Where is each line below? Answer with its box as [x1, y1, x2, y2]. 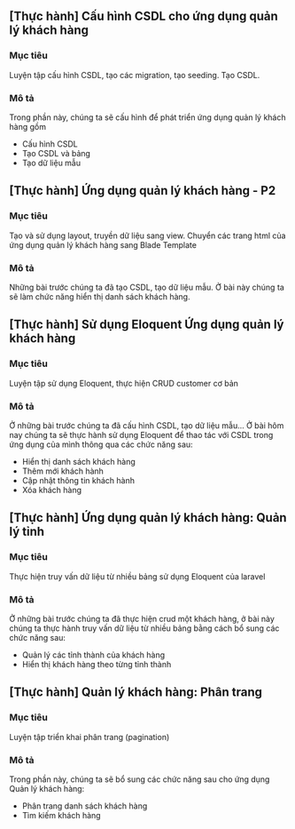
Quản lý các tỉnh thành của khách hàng [21, 650, 166, 660]
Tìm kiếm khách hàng [21, 809, 101, 820]
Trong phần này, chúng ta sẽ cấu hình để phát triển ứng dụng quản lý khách [9, 112, 286, 123]
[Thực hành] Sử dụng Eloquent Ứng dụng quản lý [9, 317, 284, 332]
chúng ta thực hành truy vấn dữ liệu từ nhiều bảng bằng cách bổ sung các [9, 623, 280, 634]
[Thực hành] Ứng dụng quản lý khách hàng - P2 [9, 183, 276, 198]
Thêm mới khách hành [21, 466, 105, 476]
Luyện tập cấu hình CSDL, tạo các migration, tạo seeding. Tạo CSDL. [9, 69, 260, 80]
